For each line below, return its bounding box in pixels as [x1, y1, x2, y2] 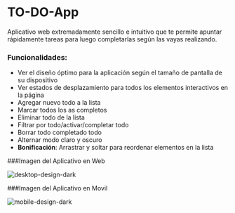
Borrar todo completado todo [17, 128, 102, 137]
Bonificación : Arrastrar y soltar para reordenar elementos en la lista [17, 143, 214, 152]
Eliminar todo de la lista [17, 113, 86, 122]
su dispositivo [17, 76, 58, 84]
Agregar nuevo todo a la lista [17, 98, 101, 107]
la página [17, 91, 44, 99]
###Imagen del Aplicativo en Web [7, 157, 105, 165]
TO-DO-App [7, 4, 79, 20]
